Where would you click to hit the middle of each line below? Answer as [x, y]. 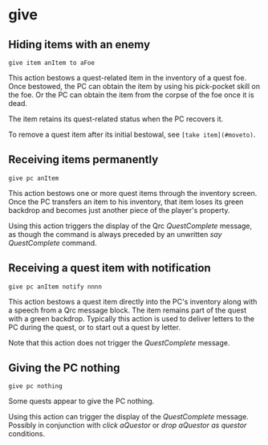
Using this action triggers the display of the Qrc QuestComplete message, [130, 226]
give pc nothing [35, 386]
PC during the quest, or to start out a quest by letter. [94, 327]
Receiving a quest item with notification [110, 268]
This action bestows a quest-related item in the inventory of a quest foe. [128, 78]
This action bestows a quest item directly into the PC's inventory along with [133, 301]
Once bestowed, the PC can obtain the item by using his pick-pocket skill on [134, 86]
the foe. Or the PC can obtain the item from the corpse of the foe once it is [131, 95]
